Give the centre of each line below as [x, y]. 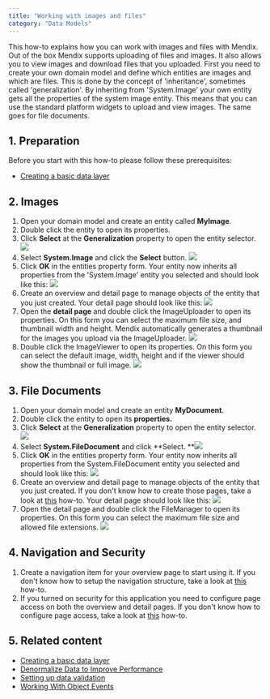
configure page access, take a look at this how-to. [103, 615]
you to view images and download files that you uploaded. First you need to [135, 64]
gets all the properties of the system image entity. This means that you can [133, 98]
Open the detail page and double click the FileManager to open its [130, 508]
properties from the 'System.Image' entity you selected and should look [139, 275]
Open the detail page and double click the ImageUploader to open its [136, 311]
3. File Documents [55, 390]
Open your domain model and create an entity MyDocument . [122, 410]
